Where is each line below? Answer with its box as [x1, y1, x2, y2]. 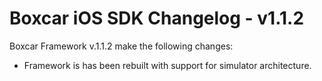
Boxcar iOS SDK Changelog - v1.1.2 [9, 7, 305, 30]
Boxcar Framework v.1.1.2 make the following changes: [9, 40, 234, 52]
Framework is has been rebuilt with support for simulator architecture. [23, 59, 312, 71]
